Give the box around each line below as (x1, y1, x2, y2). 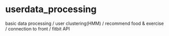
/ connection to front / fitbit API (5, 25, 70, 31)
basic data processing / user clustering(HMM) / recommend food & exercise (5, 20, 164, 26)
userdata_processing (5, 4, 97, 15)
